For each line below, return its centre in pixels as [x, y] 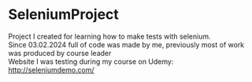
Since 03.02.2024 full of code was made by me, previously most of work [126, 44]
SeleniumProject [64, 15]
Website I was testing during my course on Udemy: [91, 61]
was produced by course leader [60, 53]
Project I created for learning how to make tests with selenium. [109, 36]
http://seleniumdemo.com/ [51, 69]
